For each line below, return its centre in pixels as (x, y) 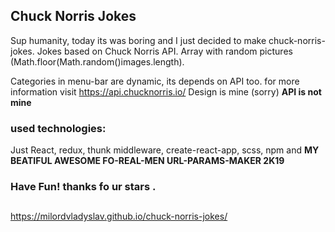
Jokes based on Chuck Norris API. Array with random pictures (164, 51)
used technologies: (58, 128)
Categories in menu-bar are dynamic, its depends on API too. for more (155, 81)
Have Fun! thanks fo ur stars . (83, 187)
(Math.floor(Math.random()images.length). (97, 61)
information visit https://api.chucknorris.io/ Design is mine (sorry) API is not (166, 91)
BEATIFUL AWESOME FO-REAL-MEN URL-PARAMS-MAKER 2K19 (147, 161)
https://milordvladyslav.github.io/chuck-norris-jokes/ (119, 216)
